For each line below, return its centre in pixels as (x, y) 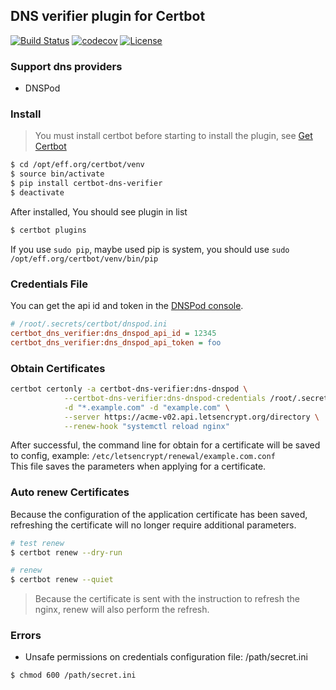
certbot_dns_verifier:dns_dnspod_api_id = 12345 (113, 333)
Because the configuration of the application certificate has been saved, (159, 514)
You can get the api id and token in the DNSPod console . (127, 306)
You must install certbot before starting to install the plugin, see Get (173, 136)
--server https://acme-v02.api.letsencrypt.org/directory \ (191, 417)
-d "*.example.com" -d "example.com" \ (146, 407)
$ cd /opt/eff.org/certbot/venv (77, 165)
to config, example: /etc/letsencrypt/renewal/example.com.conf (143, 456)
